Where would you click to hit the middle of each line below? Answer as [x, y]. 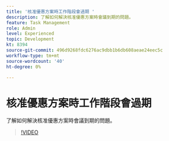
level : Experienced [30, 34]
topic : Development [30, 39]
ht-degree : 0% [24, 67]
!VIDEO [29, 132]
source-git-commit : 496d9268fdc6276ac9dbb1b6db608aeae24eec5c [84, 50]
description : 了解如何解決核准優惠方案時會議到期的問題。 [70, 17]
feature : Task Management [38, 23]
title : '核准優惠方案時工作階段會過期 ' [50, 12]
